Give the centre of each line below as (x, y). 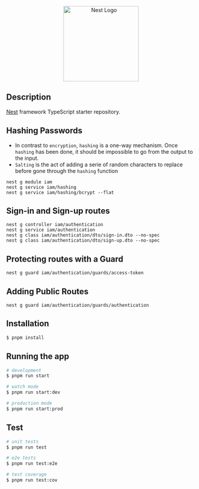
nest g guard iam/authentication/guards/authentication (78, 305)
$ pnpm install (25, 338)
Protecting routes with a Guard (65, 259)
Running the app (38, 357)
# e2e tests (21, 458)
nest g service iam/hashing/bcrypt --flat (60, 192)
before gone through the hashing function (66, 171)
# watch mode (23, 387)
